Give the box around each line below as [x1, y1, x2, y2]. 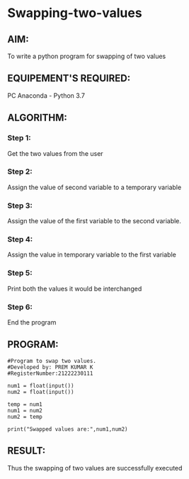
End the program [7, 317, 57, 327]
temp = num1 [7, 400, 42, 408]
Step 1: [7, 133, 31, 143]
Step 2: [7, 167, 33, 176]
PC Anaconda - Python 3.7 [7, 91, 85, 100]
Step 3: [7, 201, 33, 210]
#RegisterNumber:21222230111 [7, 370, 93, 377]
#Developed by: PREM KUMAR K [7, 364, 93, 371]
